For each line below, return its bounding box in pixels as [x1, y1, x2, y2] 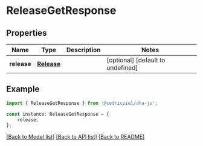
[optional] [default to [106, 56, 166, 64]
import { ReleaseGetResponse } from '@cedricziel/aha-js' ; [6, 100, 158, 106]
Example [6, 84, 40, 95]
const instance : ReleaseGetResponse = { [6, 111, 110, 117]
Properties [6, 28, 47, 38]
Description [66, 46, 101, 54]
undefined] [106, 64, 138, 71]
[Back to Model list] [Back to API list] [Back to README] [6, 133, 145, 141]
